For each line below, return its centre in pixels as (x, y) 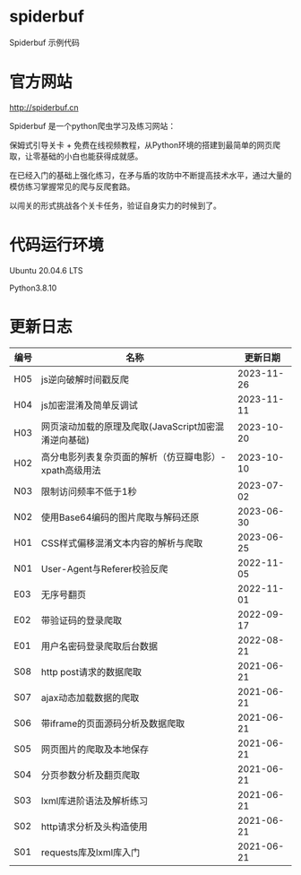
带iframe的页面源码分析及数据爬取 (113, 723)
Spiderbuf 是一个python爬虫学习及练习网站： (93, 126)
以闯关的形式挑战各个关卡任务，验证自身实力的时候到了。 (115, 205)
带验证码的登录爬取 (82, 620)
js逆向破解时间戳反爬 (85, 379)
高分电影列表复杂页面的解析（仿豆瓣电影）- (133, 456)
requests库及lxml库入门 (90, 852)
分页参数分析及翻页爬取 (90, 775)
